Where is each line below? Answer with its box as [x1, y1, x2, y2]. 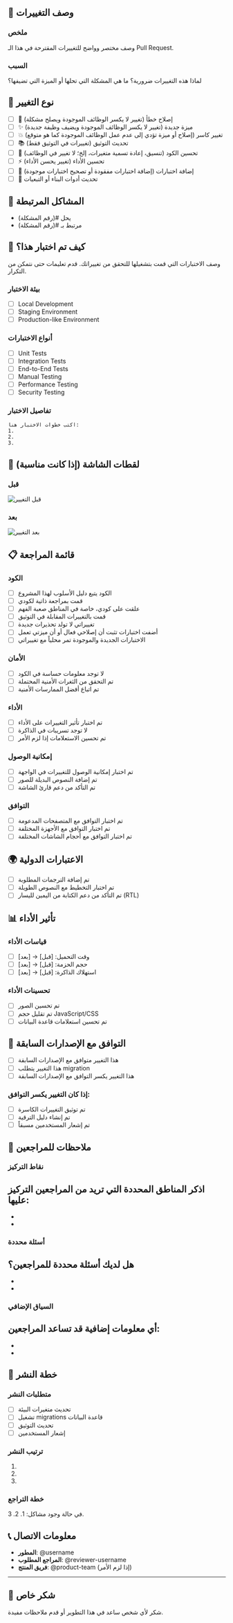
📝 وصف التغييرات [8, 7, 75, 19]
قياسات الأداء [8, 936, 47, 946]
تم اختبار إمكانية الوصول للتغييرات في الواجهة [17, 767, 133, 775]
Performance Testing [17, 380, 78, 388]
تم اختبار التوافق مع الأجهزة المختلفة [17, 825, 111, 833]
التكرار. [8, 267, 27, 275]
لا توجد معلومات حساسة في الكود [17, 669, 104, 677]
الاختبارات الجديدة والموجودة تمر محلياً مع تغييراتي [17, 636, 146, 644]
